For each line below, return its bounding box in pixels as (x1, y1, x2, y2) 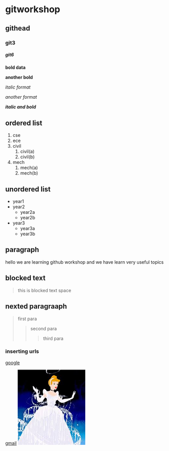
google (5, 359, 20, 365)
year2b (20, 215, 36, 221)
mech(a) (20, 164, 38, 171)
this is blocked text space (17, 287, 72, 293)
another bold (5, 74, 33, 80)
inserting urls (5, 348, 40, 355)
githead (5, 24, 30, 33)
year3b (20, 231, 36, 237)
